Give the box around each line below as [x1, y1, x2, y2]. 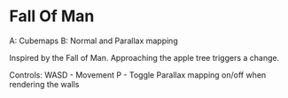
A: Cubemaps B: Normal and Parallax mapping [9, 35, 179, 46]
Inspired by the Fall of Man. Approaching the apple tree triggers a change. [9, 52, 280, 63]
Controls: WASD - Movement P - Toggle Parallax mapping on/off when [9, 69, 267, 80]
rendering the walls [9, 79, 80, 89]
